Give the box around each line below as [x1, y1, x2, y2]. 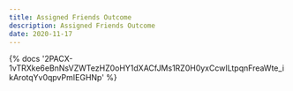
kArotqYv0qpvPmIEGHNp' [9, 72, 105, 83]
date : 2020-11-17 [9, 29, 73, 38]
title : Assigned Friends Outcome [9, 12, 131, 22]
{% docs [9, 54, 41, 64]
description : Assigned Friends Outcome [9, 21, 155, 30]
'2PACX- [41, 54, 73, 64]
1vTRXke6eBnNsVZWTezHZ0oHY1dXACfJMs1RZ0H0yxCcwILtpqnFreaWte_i [9, 63, 285, 73]
